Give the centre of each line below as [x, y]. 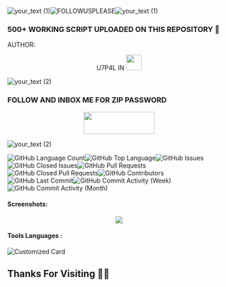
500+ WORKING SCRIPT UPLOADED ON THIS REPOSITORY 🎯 [113, 29]
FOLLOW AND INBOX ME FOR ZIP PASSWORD [87, 100]
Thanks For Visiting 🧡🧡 [58, 274]
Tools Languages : [35, 236]
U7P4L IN [111, 68]
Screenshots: [28, 204]
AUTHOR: [21, 45]
